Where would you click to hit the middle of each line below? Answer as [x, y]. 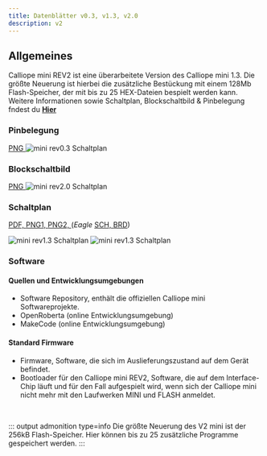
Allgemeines [41, 56]
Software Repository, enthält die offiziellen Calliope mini [113, 298]
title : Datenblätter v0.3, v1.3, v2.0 [73, 16]
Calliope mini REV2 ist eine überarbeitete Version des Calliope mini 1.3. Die [131, 75]
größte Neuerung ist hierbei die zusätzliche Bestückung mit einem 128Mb [130, 84]
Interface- [243, 377]
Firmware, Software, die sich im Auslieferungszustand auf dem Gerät [134, 360]
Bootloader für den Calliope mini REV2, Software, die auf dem [122, 377]
